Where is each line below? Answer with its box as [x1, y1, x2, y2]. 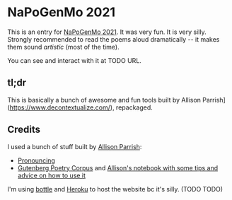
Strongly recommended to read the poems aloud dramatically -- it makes [7, 35, 220, 43]
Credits [7, 124, 41, 136]
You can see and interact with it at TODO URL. [7, 56, 141, 64]
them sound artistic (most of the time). [7, 42, 120, 51]
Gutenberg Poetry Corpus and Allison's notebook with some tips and [17, 163, 218, 172]
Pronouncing [17, 156, 55, 165]
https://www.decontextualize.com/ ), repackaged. [9, 103, 153, 112]
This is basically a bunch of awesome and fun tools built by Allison [7, 95, 202, 104]
